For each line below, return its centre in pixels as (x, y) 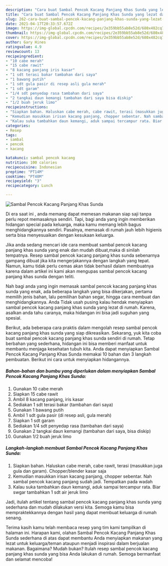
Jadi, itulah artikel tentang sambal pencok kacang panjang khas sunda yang (84, 502)
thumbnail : (17, 33)
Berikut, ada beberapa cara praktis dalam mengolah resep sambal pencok (82, 328)
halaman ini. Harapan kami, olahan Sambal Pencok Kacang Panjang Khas (81, 533)
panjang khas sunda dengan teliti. (40, 277)
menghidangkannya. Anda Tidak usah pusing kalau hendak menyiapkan (80, 302)
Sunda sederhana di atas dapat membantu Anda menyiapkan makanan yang (84, 538)
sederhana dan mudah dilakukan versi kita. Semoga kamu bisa (70, 507)
